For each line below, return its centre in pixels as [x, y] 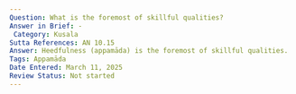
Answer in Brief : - [46, 26]
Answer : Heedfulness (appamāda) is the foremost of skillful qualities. [149, 51]
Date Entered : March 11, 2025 [66, 68]
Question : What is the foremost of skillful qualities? [116, 17]
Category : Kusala [46, 34]
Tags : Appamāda [38, 59]
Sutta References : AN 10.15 [62, 43]
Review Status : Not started [62, 76]
